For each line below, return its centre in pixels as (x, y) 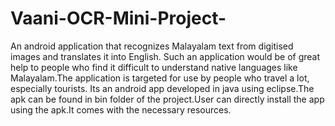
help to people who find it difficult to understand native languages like (154, 67)
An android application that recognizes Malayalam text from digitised (152, 46)
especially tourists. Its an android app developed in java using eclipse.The (162, 88)
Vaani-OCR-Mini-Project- (118, 18)
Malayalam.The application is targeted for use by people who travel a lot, (160, 78)
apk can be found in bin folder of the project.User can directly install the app (167, 99)
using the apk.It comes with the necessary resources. (121, 109)
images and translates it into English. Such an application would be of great (165, 56)
